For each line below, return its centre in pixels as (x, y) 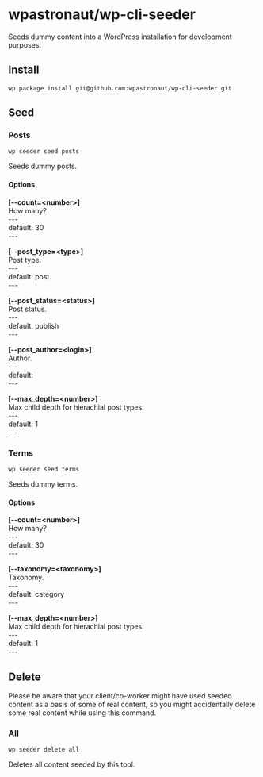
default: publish (34, 325)
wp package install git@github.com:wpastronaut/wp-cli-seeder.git (120, 88)
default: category (36, 594)
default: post (29, 276)
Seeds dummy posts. (43, 166)
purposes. (25, 44)
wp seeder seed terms (44, 469)
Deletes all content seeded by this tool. (72, 764)
